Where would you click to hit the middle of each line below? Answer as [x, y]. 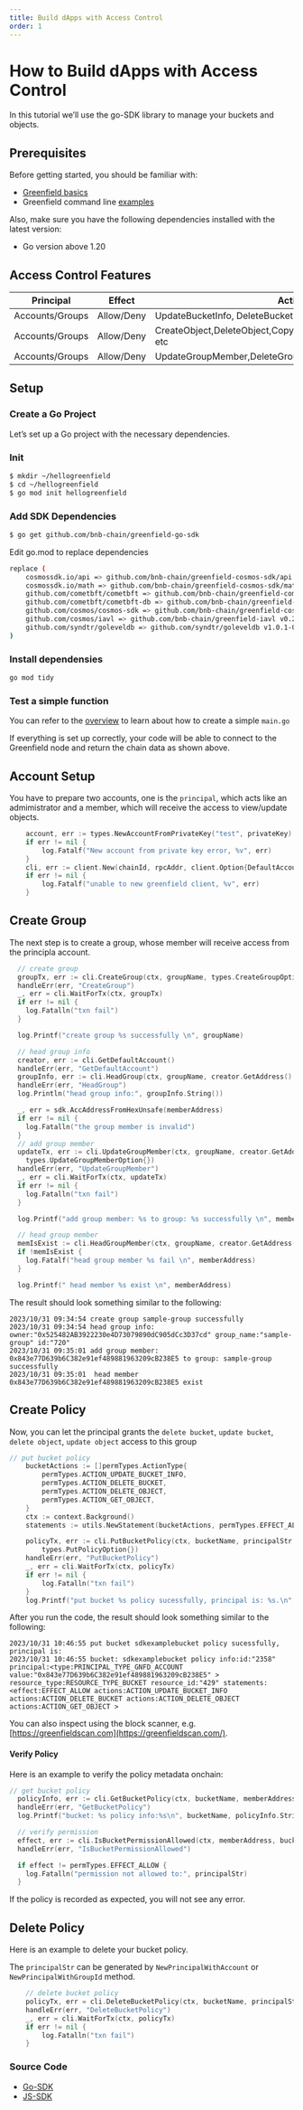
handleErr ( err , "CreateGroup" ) [76, 985]
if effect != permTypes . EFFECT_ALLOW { [92, 1865]
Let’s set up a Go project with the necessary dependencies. [119, 434]
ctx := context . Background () [80, 1517]
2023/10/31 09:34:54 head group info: [82, 1327]
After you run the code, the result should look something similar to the [139, 1617]
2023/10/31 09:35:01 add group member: [84, 1351]
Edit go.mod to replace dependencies [79, 551]
